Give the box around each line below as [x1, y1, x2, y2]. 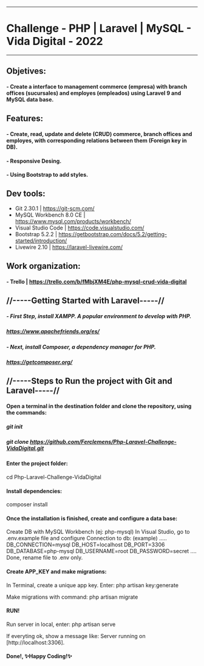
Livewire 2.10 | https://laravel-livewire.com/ [15, 243, 123, 251]
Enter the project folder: [6, 460, 68, 467]
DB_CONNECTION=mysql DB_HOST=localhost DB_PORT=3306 [6, 541, 165, 548]
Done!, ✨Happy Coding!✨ [6, 653, 72, 660]
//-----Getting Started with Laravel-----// [6, 296, 165, 306]
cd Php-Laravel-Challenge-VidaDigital [6, 473, 101, 480]
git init [6, 423, 23, 430]
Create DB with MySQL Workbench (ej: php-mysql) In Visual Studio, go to [6, 528, 190, 535]
